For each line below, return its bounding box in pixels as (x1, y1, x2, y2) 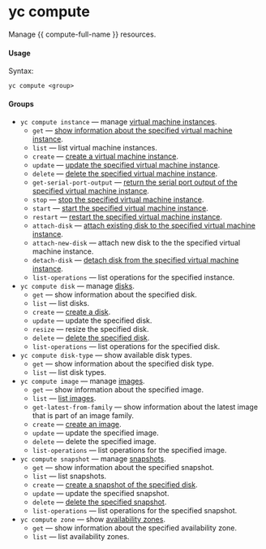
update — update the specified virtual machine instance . (32, 160, 221, 170)
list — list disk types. (32, 368, 107, 377)
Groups (8, 98, 34, 108)
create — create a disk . (32, 307, 111, 317)
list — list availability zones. (32, 532, 130, 542)
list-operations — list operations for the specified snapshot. (32, 506, 238, 516)
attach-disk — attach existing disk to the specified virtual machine (32, 220, 255, 230)
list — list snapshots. (32, 471, 107, 481)
